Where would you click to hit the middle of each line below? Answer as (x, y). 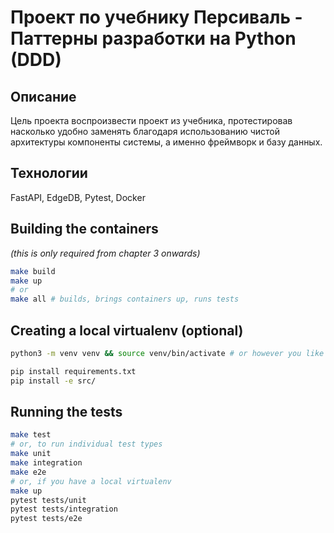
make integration (46, 463)
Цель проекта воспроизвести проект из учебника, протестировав (151, 120)
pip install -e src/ (53, 381)
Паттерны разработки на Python (153, 38)
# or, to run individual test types (86, 444)
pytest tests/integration (64, 509)
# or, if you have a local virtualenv (91, 481)
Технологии (49, 173)
